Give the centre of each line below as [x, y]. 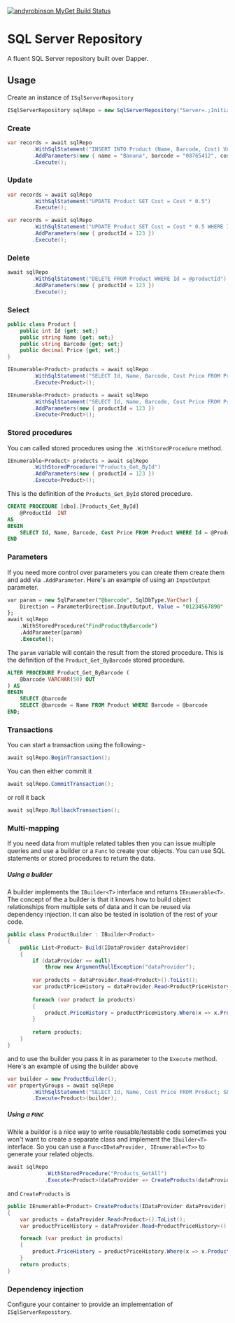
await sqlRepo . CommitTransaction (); [60, 784]
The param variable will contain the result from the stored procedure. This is [115, 652]
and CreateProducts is [39, 1193]
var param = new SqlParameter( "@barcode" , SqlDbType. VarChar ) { [103, 600]
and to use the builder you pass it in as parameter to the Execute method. [112, 1058]
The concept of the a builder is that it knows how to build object [99, 899]
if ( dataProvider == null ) [72, 961]
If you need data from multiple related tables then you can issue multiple [112, 843]
